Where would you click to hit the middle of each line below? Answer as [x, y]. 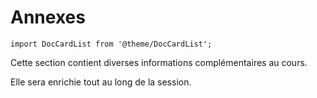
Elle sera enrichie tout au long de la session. [101, 82]
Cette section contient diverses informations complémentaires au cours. [159, 62]
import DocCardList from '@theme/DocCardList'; [111, 44]
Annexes [48, 17]
